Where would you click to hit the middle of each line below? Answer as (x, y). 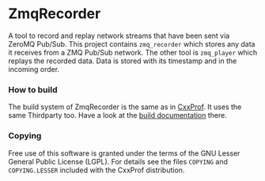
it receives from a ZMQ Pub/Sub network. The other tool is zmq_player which (133, 52)
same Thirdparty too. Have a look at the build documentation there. (117, 115)
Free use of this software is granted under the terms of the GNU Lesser (124, 153)
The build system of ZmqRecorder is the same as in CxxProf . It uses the (125, 107)
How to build (33, 89)
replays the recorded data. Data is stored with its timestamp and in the (123, 61)
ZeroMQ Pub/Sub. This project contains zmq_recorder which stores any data (132, 43)
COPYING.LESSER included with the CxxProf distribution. (97, 170)
